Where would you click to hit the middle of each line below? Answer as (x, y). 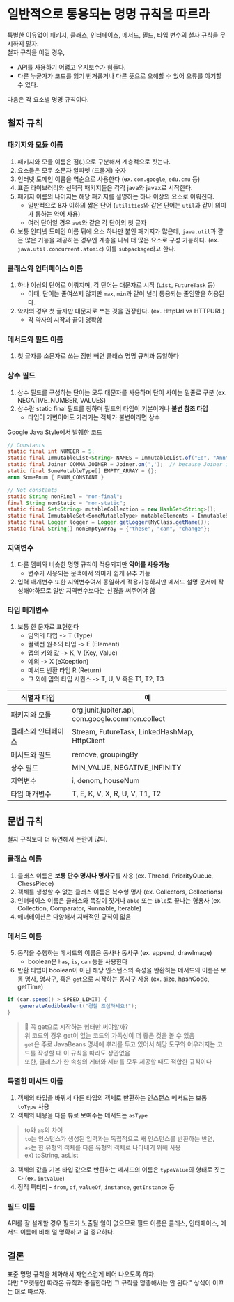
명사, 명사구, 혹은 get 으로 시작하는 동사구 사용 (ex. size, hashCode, (117, 979)
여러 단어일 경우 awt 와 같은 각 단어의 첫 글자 (87, 222)
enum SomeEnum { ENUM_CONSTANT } (56, 477)
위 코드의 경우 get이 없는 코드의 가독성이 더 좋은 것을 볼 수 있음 (109, 1035)
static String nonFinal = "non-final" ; (65, 496)
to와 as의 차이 (44, 1130)
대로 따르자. (30, 1291)
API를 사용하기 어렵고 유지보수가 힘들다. (72, 67)
